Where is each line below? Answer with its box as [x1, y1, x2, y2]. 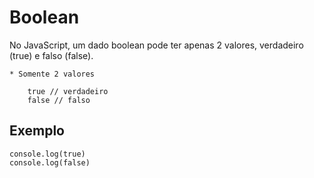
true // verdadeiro [27, 86, 109, 96]
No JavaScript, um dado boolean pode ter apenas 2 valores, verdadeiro [9, 39, 304, 51]
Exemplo [9, 122, 65, 140]
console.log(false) [9, 157, 91, 168]
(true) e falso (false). [9, 49, 94, 61]
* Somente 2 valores [9, 69, 96, 79]
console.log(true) [9, 149, 86, 159]
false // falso [27, 95, 91, 105]
